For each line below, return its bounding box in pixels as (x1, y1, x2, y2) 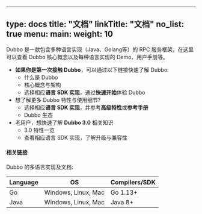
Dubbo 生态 (23, 111, 53, 118)
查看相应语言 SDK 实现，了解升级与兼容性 (23, 134, 127, 141)
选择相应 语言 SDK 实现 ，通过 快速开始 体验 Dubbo (23, 89, 145, 96)
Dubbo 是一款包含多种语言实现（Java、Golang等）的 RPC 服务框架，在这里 (6, 46, 194, 53)
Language (9, 178, 39, 187)
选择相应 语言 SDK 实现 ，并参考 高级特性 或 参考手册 (23, 104, 148, 111)
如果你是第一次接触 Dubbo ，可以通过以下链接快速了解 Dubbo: (14, 66, 170, 73)
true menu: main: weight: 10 (6, 29, 113, 39)
